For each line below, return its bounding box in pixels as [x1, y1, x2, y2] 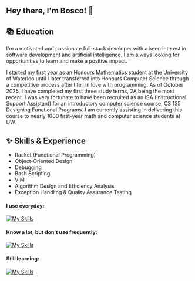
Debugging [14, 164, 42, 171]
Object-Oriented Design [14, 158, 73, 165]
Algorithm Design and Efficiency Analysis [14, 182, 115, 189]
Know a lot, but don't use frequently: [6, 228, 98, 235]
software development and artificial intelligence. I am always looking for [6, 51, 180, 59]
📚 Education [6, 26, 55, 36]
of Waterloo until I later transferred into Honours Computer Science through [6, 75, 189, 82]
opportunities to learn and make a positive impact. [6, 57, 127, 65]
